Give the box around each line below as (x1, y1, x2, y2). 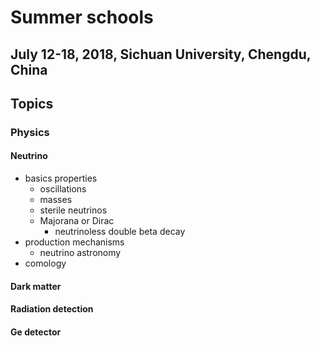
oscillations (39, 183, 87, 195)
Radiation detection (10, 303, 94, 315)
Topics (10, 95, 54, 112)
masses (39, 194, 73, 206)
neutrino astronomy (39, 247, 122, 259)
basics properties (24, 172, 98, 185)
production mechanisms (24, 236, 125, 248)
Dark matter (10, 280, 62, 292)
